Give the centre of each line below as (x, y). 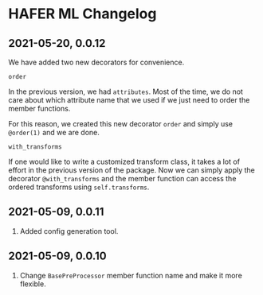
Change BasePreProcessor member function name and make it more (131, 275)
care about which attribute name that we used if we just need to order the (129, 100)
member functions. (39, 109)
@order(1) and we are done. (54, 132)
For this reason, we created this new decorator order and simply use (121, 124)
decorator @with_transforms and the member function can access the (122, 179)
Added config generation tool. (69, 231)
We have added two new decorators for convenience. (96, 62)
